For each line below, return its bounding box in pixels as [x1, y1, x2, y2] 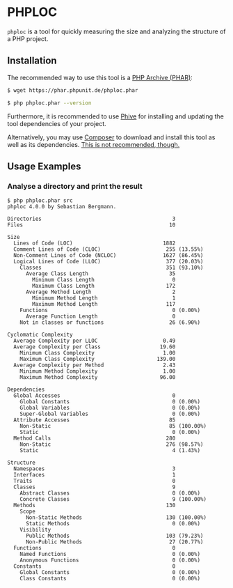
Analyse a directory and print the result [7, 181, 143, 191]
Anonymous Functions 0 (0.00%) [19, 557, 200, 564]
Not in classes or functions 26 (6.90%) [19, 319, 200, 326]
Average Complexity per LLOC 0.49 [13, 337, 176, 345]
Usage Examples [7, 160, 81, 172]
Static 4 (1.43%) [19, 447, 200, 454]
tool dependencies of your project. [7, 119, 106, 127]
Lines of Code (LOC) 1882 [13, 240, 176, 247]
